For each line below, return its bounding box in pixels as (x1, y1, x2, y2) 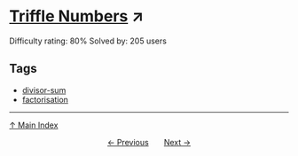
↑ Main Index (9, 120, 59, 130)
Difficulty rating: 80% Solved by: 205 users (9, 35, 167, 46)
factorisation (21, 94, 69, 105)
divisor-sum (21, 84, 67, 95)
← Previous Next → (106, 136, 192, 147)
